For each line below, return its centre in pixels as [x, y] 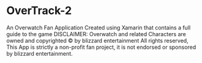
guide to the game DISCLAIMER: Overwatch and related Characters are [96, 34]
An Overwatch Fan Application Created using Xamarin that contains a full [99, 28]
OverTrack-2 [39, 11]
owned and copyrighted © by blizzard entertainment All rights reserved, [97, 40]
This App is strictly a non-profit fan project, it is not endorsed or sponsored [101, 47]
